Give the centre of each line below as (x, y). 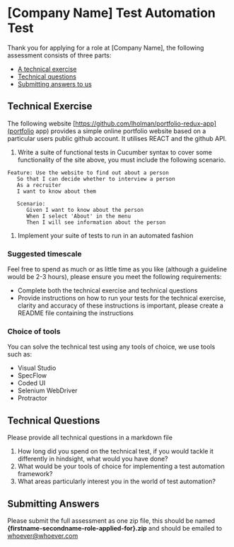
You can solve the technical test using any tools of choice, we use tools (111, 347)
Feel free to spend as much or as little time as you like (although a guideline (117, 269)
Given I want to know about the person (84, 210)
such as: (20, 354)
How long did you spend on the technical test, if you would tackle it (116, 451)
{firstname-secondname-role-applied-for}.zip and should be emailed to (115, 528)
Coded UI (31, 383)
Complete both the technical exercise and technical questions (107, 291)
